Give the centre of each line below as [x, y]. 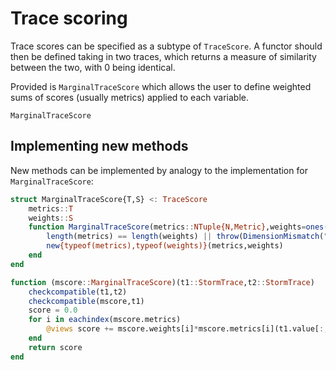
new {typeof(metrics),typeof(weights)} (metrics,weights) [165, 246]
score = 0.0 [53, 310]
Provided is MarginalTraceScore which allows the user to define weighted [161, 86]
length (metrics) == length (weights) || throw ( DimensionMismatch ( [185, 237]
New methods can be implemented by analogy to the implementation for [159, 170]
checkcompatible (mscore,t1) [86, 301]
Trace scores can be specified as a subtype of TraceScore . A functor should [166, 46]
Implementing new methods [99, 146]
